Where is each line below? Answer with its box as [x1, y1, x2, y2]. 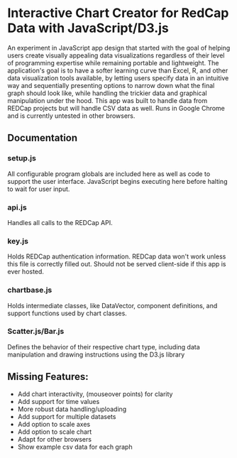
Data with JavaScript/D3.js [7, 20, 169, 36]
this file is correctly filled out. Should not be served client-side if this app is [7, 260, 226, 268]
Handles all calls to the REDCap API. [7, 218, 113, 227]
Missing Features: [7, 371, 89, 383]
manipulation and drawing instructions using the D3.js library [7, 350, 185, 359]
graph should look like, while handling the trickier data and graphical [7, 89, 207, 97]
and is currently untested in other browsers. [7, 111, 136, 120]
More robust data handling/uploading [17, 405, 127, 413]
